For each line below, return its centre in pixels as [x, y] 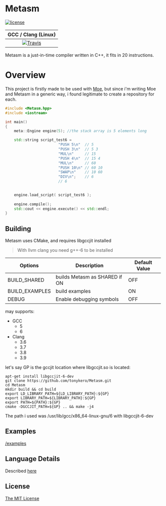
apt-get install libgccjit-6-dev [40, 376]
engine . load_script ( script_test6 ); [53, 195]
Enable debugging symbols [87, 299]
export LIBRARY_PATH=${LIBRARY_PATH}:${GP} [51, 398]
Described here [21, 471]
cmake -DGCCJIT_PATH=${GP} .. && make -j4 [49, 407]
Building [18, 229]
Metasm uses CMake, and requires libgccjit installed [58, 241]
